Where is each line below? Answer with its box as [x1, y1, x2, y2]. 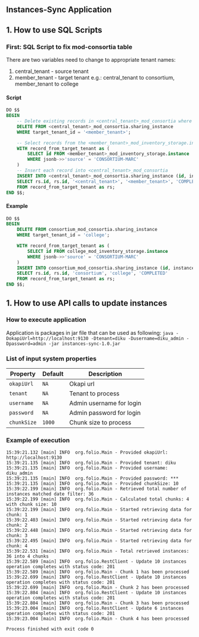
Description [88, 370, 123, 378]
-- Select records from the [17, 140, 86, 146]
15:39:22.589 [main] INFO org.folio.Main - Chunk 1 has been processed [6, 569, 190, 575]
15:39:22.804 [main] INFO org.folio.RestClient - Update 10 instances [6, 590, 187, 596]
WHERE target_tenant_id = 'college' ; [17, 232, 110, 238]
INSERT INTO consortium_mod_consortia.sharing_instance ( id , [17, 265, 171, 271]
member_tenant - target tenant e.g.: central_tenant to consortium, [14, 74, 175, 81]
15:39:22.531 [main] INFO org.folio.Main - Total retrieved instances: [6, 549, 190, 554]
